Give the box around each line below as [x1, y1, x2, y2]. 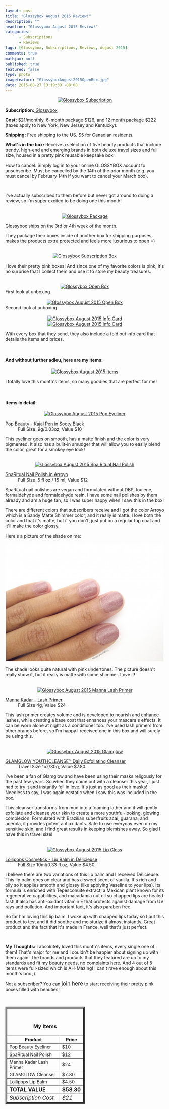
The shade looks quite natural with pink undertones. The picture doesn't [5, 666, 155, 672]
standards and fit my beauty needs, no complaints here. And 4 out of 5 [5, 960, 152, 966]
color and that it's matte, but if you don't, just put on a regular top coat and [5, 518, 160, 524]
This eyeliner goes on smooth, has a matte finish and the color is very [5, 436, 150, 442]
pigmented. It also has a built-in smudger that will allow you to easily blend [5, 441, 160, 447]
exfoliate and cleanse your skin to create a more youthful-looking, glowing [5, 810, 160, 816]
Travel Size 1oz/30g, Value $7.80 [18, 764, 86, 770]
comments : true [5, 50, 37, 56]
